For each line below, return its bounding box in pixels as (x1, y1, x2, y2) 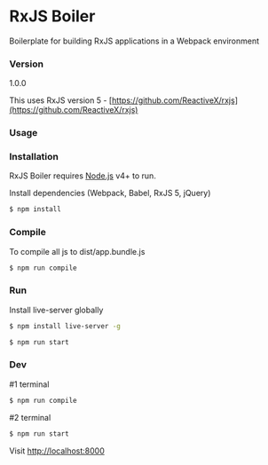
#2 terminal (9, 412, 51, 422)
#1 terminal (9, 379, 50, 390)
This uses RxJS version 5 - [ (9, 95, 113, 106)
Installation (9, 151, 59, 163)
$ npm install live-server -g (9, 321, 122, 330)
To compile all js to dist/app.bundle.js (9, 246, 146, 256)
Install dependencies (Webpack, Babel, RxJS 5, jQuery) (9, 188, 211, 199)
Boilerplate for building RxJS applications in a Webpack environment (9, 35, 260, 46)
